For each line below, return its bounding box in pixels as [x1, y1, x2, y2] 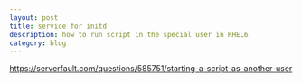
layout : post [9, 13, 59, 23]
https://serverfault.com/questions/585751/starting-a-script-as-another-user [9, 63, 293, 74]
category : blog [9, 38, 67, 48]
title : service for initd [9, 22, 107, 31]
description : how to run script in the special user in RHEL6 [9, 30, 249, 39]
